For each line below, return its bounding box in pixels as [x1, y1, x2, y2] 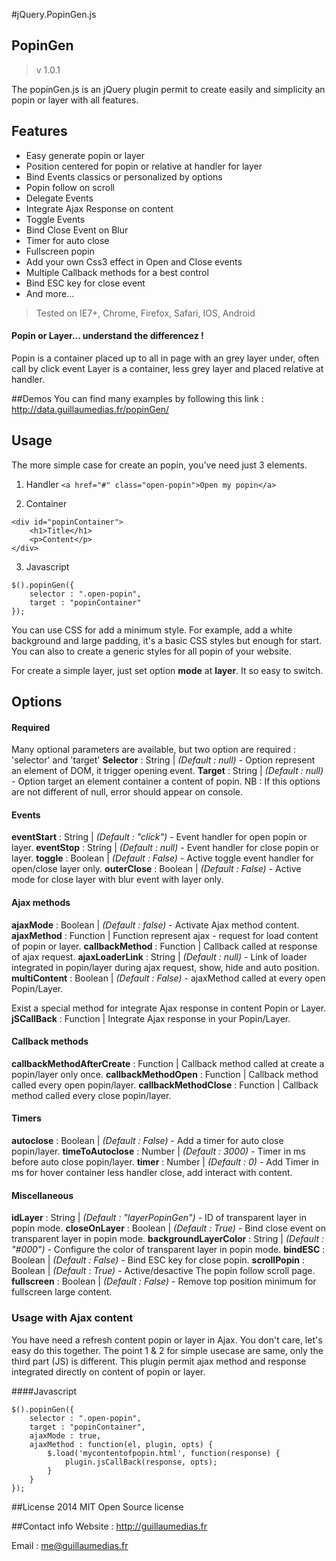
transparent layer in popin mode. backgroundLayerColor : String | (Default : [11, 1233, 325, 1245]
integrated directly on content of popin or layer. [11, 1365, 206, 1378]
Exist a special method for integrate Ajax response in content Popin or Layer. [11, 1002, 327, 1014]
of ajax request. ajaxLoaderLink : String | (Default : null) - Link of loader [11, 950, 308, 963]
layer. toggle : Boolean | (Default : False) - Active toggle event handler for [11, 852, 314, 864]
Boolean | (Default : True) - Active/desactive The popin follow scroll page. [11, 1265, 316, 1277]
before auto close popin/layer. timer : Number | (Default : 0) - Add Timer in [11, 1156, 319, 1168]
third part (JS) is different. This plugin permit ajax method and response [11, 1355, 307, 1367]
